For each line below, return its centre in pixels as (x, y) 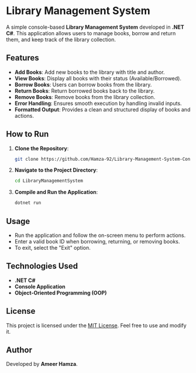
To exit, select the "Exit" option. (52, 248)
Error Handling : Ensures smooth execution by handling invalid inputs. (98, 103)
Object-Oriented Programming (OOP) (61, 293)
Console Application (40, 286)
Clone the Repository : (42, 148)
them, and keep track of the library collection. (61, 39)
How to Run (27, 134)
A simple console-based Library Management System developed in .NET (95, 27)
